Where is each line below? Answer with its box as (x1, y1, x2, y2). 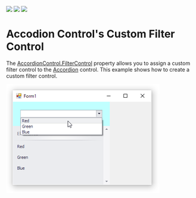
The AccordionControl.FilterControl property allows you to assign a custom (6, 60, 191, 67)
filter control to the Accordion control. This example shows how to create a (6, 66, 189, 73)
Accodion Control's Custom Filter (6, 27, 175, 41)
